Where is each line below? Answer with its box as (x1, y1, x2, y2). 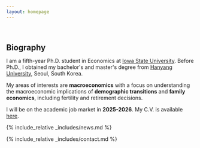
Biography (6, 43, 46, 53)
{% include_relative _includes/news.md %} (6, 123, 112, 131)
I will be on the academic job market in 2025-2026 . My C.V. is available (6, 105, 183, 113)
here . (6, 112, 19, 119)
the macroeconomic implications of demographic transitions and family (6, 87, 186, 95)
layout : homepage (6, 8, 50, 15)
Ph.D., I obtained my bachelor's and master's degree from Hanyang (6, 64, 172, 71)
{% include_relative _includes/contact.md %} (6, 135, 118, 143)
